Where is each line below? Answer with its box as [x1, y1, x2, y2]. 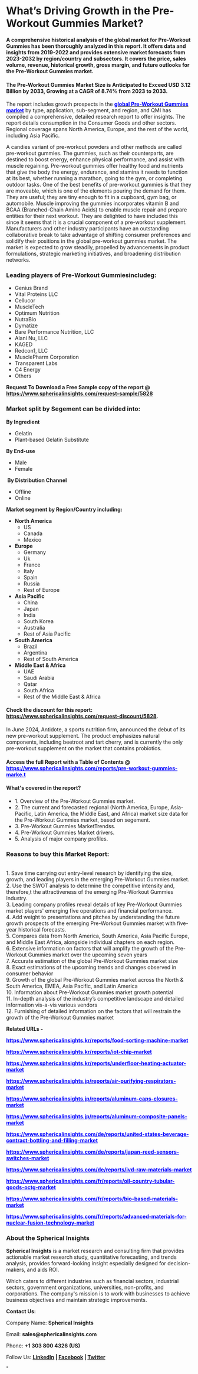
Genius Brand [14, 285, 48, 292]
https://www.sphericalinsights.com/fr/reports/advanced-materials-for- [6, 1213, 187, 1220]
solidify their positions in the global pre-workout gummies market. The [6, 237, 177, 245]
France [23, 561, 41, 568]
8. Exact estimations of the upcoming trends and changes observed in [6, 964, 177, 971]
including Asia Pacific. [6, 132, 60, 139]
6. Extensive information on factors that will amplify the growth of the [6, 945, 174, 952]
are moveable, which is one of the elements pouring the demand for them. [6, 187, 186, 194]
